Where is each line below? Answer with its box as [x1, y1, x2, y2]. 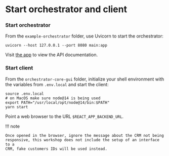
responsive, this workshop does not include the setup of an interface [5, 137, 159, 142]
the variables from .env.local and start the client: [5, 81, 109, 87]
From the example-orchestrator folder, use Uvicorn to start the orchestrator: [5, 33, 163, 39]
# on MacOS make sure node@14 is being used [5, 95, 101, 101]
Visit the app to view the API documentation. [5, 52, 98, 58]
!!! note [5, 123, 20, 129]
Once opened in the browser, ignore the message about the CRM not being [5, 133, 164, 138]
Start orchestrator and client [5, 4, 128, 15]
